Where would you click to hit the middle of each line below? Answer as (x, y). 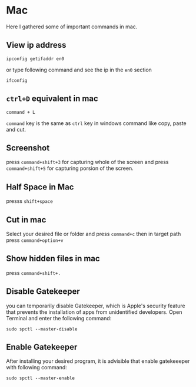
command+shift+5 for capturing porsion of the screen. (70, 168)
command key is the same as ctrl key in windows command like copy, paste (96, 123)
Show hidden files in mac (53, 259)
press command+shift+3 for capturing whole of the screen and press (87, 162)
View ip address (36, 45)
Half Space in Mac (40, 187)
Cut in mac (26, 220)
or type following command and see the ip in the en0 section (79, 70)
